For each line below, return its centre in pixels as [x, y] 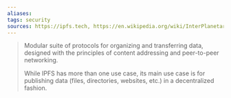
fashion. [35, 88]
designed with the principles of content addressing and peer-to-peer [121, 53]
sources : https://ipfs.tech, [49, 26]
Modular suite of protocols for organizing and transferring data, [114, 46]
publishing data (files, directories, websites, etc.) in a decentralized [119, 81]
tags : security [29, 20]
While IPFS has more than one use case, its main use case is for [114, 73]
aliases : [20, 13]
